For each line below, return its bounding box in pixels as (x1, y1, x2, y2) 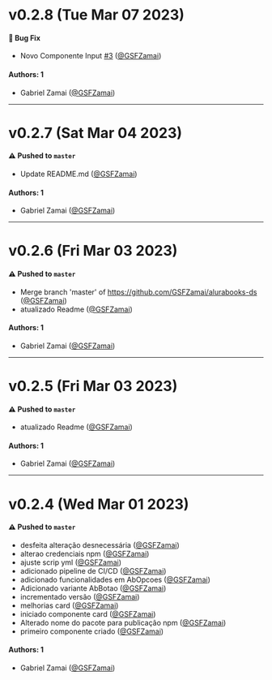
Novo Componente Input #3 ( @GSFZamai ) (19, 51, 162, 61)
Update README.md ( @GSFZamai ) (19, 169, 138, 179)
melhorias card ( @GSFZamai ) (19, 600, 119, 610)
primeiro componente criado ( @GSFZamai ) (19, 626, 164, 636)
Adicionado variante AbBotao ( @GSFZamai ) (19, 583, 167, 593)
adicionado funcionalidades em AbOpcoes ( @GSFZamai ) (19, 575, 210, 584)
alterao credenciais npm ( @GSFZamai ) (19, 549, 150, 558)
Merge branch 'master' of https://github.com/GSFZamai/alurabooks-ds (19, 286, 257, 297)
